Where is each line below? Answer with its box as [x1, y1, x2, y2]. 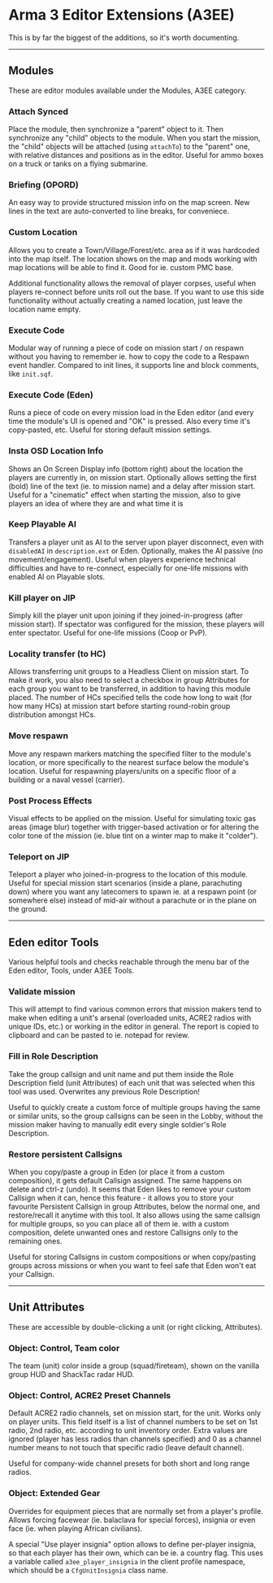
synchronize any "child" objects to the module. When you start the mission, [8, 133, 261, 143]
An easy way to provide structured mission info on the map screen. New [8, 198, 250, 208]
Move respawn [8, 730, 69, 741]
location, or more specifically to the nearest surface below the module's [8, 757, 249, 767]
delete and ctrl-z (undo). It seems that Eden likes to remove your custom [8, 1184, 251, 1194]
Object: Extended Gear [8, 1488, 101, 1499]
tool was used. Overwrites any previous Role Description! [8, 1087, 201, 1096]
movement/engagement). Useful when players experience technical [8, 554, 236, 564]
